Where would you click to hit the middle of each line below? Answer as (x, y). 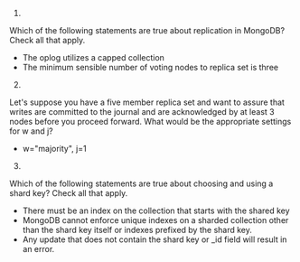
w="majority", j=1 (55, 149)
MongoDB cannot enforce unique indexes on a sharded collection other (155, 220)
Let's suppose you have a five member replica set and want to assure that (147, 102)
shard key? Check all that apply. (69, 193)
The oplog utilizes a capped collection (94, 57)
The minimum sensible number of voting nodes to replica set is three (150, 67)
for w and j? (31, 131)
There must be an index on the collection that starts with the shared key (156, 211)
